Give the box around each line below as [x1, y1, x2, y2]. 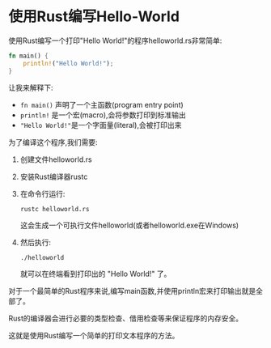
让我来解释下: [8, 83, 54, 92]
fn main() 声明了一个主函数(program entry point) [19, 100, 184, 109]
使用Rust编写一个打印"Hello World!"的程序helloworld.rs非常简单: [8, 36, 222, 45]
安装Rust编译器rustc [19, 172, 88, 181]
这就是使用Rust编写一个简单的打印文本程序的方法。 [8, 330, 180, 340]
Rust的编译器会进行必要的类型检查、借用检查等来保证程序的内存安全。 [8, 313, 243, 323]
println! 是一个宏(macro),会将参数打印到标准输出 [19, 110, 186, 120]
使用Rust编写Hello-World [8, 7, 180, 26]
